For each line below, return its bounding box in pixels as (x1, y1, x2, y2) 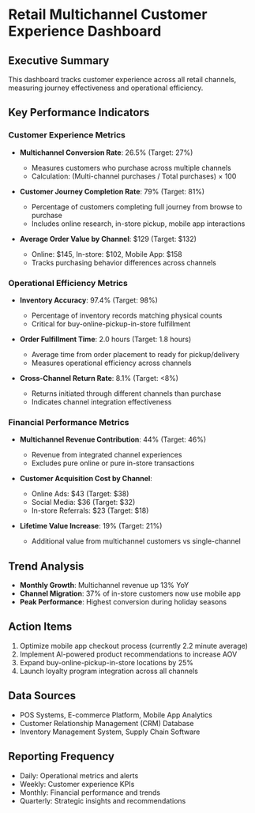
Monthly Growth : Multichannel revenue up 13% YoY (19, 581, 189, 590)
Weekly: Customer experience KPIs (19, 779, 135, 789)
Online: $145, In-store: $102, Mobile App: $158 (31, 249, 183, 258)
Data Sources (8, 689, 77, 702)
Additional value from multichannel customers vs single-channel (31, 536, 241, 546)
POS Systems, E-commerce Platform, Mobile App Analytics (19, 709, 213, 720)
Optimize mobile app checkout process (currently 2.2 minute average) (19, 641, 249, 650)
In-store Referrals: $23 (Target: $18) (31, 506, 149, 515)
